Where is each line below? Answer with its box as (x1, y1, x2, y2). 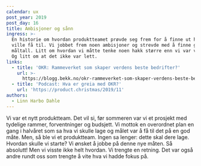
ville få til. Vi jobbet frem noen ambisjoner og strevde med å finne (11, 43, 191, 49)
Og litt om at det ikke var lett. (11, 53, 98, 59)
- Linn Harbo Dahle (11, 98, 60, 104)
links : (6, 59, 23, 65)
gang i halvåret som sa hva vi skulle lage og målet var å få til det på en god (6, 127, 190, 134)
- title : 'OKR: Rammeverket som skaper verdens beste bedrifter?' (11, 64, 181, 71)
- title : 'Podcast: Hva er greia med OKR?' (11, 82, 121, 87)
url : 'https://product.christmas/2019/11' (17, 87, 124, 93)
